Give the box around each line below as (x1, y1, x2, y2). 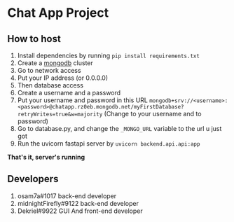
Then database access (17, 81, 84, 89)
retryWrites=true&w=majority (17, 111, 103, 118)
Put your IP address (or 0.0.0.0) (17, 74, 109, 82)
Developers (7, 173, 59, 185)
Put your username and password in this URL (17, 96, 149, 104)
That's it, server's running (7, 153, 85, 161)
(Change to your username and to (104, 110, 202, 118)
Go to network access (17, 67, 82, 74)
